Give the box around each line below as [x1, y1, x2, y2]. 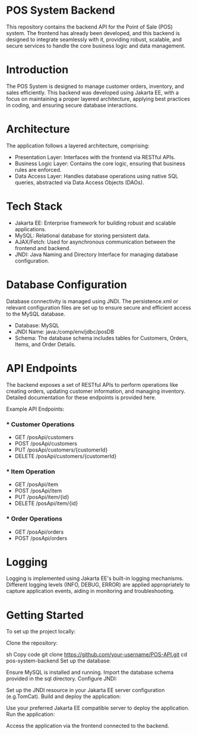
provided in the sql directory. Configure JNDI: [6, 675, 117, 682]
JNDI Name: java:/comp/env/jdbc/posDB [14, 328, 115, 335]
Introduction [6, 63, 69, 77]
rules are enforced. [14, 166, 62, 173]
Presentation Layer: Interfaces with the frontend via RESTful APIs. [14, 153, 176, 160]
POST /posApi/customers [14, 440, 77, 447]
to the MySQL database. [6, 310, 65, 317]
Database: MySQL [14, 321, 59, 329]
